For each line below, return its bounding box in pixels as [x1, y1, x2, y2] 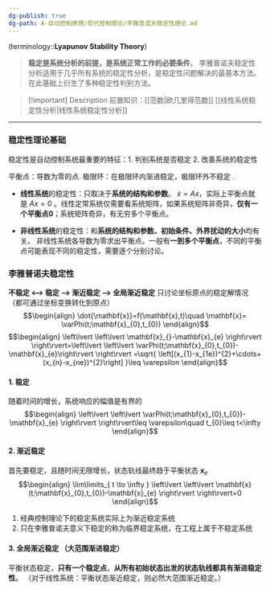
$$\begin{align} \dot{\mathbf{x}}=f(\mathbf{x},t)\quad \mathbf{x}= [22, 311, 247, 321]
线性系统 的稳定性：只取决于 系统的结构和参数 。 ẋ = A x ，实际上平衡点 [19, 188, 249, 198]
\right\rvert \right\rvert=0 [158, 488, 243, 498]
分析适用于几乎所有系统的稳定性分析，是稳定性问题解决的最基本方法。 [27, 68, 261, 77]
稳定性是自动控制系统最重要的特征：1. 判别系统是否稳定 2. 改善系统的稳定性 [8, 154, 259, 164]
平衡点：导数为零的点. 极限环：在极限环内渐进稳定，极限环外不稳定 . [8, 171, 235, 181]
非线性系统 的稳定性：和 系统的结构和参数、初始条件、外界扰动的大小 [19, 226, 246, 236]
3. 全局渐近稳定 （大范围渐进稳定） [8, 543, 125, 553]
